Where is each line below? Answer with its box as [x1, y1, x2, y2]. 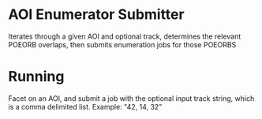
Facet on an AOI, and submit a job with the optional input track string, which [8, 93, 255, 103]
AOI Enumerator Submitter [8, 6, 185, 24]
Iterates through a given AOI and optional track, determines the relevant [8, 32, 241, 41]
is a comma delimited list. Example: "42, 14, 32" [8, 102, 163, 111]
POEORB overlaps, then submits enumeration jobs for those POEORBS [8, 39, 237, 49]
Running [8, 68, 65, 86]
